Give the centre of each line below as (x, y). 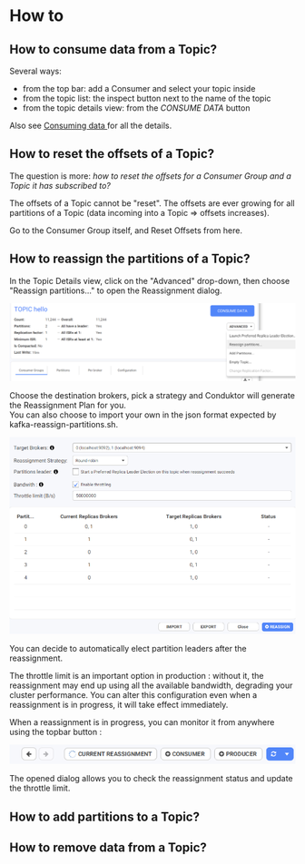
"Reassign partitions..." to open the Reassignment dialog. (116, 290)
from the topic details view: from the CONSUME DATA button (136, 108)
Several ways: (35, 71)
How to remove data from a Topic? (108, 847)
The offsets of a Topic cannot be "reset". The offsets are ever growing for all (152, 203)
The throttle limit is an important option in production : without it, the (137, 675)
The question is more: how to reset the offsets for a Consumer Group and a (151, 176)
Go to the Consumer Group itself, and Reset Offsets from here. (126, 230)
